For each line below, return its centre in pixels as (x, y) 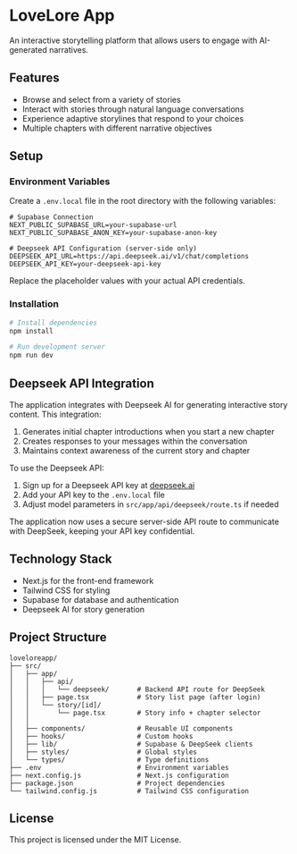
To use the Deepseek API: (57, 468)
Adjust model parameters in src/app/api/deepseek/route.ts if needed (150, 504)
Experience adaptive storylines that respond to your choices (133, 118)
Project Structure (58, 637)
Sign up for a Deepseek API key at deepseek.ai (108, 486)
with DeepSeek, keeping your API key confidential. (102, 531)
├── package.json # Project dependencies (117, 783)
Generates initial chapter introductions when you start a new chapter (148, 432)
